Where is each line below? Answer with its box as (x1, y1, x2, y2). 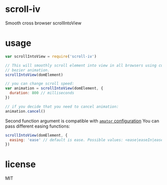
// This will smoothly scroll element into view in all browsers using (5, 63, 157, 68)
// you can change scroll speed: (5, 81, 75, 86)
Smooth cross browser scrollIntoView (5, 20, 82, 26)
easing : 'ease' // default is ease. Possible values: (9, 137, 123, 143)
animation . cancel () (5, 109, 46, 114)
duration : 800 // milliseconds (9, 91, 75, 96)
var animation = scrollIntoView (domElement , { (5, 86, 103, 91)
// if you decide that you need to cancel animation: (5, 104, 119, 109)
